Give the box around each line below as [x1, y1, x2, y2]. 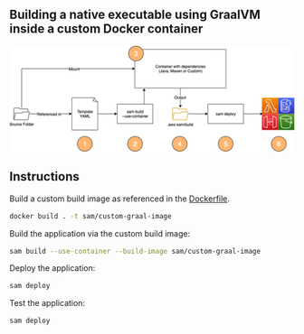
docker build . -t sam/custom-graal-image [9, 211, 172, 220]
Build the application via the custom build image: [9, 227, 191, 238]
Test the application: [9, 298, 86, 309]
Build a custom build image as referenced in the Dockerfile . [9, 193, 231, 204]
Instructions [9, 169, 80, 184]
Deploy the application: [9, 263, 96, 274]
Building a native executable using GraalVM [9, 7, 261, 23]
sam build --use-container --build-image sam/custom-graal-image [9, 246, 261, 255]
